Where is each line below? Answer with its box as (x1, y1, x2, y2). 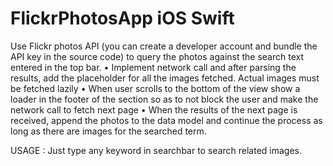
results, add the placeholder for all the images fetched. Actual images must (10, 72, 320, 84)
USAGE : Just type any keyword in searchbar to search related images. (10, 144, 302, 156)
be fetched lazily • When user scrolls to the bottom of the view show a (10, 82, 301, 94)
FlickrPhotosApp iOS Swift (10, 7, 235, 30)
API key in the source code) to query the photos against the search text (10, 50, 305, 62)
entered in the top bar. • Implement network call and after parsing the (10, 61, 297, 73)
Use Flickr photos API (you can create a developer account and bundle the (10, 40, 318, 52)
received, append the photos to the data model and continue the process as (10, 114, 323, 126)
